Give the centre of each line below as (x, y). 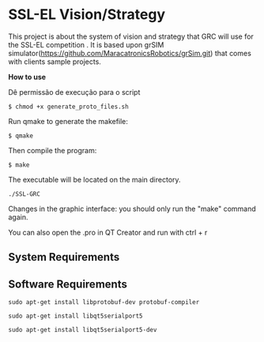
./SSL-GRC (25, 194)
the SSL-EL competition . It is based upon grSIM (86, 44)
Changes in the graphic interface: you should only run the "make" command (132, 209)
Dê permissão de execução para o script (74, 92)
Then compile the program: (53, 150)
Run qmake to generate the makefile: (68, 121)
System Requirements (64, 257)
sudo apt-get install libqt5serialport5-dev (83, 330)
